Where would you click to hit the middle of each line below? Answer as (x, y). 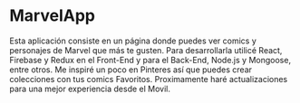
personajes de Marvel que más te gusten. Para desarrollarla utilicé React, (146, 50)
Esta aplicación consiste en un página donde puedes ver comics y (133, 41)
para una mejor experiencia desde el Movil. (90, 89)
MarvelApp (52, 16)
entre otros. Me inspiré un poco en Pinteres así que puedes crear (131, 70)
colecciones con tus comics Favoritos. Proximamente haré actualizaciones (149, 79)
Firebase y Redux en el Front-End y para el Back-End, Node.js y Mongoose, (150, 60)
